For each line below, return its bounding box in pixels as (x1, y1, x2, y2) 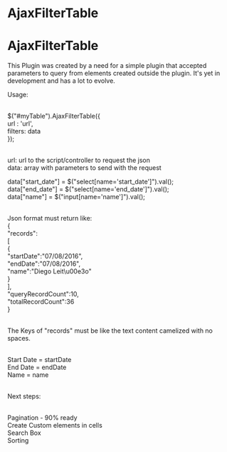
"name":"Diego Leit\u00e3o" (7, 267, 92, 276)
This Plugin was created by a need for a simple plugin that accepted (7, 61, 207, 70)
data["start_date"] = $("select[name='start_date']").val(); (7, 177, 174, 186)
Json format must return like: (7, 214, 93, 223)
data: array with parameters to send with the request (7, 164, 162, 172)
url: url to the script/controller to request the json (7, 156, 151, 165)
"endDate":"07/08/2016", (7, 259, 80, 268)
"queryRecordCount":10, (7, 290, 80, 298)
